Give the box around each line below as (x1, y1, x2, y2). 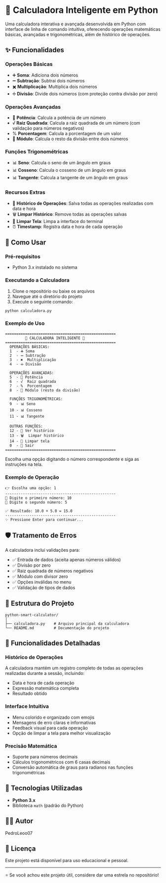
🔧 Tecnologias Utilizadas (5, 784, 83, 793)
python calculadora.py (5, 308, 52, 313)
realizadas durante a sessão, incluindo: (5, 670, 85, 676)
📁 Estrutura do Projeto (5, 599, 74, 608)
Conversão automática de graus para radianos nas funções (12, 764, 133, 770)
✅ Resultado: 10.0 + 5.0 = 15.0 (5, 509, 73, 514)
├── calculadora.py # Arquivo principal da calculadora (5, 621, 129, 626)
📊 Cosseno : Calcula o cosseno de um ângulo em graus (12, 167, 126, 173)
